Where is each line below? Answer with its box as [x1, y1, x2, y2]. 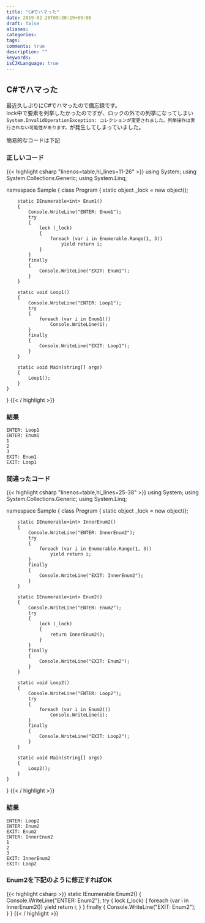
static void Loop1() [17, 289, 70, 295]
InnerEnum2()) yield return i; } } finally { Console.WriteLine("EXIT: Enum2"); [6, 903, 196, 910]
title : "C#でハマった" [6, 9, 60, 15]
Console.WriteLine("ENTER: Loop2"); [28, 690, 122, 697]
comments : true [6, 43, 45, 50]
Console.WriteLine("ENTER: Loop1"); [28, 300, 122, 306]
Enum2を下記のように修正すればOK [6, 876, 113, 884]
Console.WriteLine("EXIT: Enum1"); [39, 268, 130, 274]
